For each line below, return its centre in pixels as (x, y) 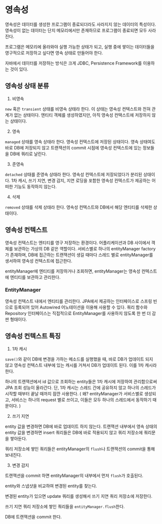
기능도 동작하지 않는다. (35, 186)
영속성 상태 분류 (27, 86)
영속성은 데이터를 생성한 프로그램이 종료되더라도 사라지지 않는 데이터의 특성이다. (81, 24)
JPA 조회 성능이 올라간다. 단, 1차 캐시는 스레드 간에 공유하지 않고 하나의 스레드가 (81, 387)
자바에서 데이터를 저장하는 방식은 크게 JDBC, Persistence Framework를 (74, 63)
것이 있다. (19, 69)
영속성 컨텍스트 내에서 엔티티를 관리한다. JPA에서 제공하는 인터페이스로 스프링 (79, 301)
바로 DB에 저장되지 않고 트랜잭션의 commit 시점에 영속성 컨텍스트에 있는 (73, 147)
